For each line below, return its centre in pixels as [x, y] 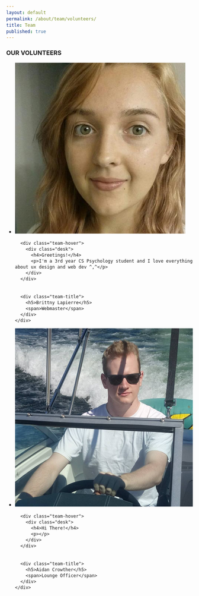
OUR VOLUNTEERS [34, 53]
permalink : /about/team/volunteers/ [51, 19]
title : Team [21, 25]
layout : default [26, 12]
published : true [26, 31]
